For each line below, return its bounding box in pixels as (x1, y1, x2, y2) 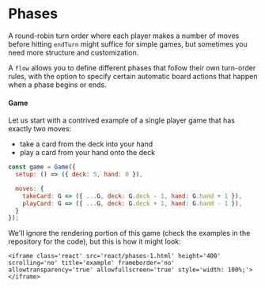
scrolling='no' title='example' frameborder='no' (8, 259, 176, 267)
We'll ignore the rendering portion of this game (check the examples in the (8, 229, 251, 238)
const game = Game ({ (8, 163, 77, 171)
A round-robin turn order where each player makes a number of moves (8, 31, 240, 40)
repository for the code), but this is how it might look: (8, 237, 181, 246)
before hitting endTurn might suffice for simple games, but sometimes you (8, 39, 248, 48)
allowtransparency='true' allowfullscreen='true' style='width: (8, 266, 225, 274)
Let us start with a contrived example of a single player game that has (8, 116, 236, 125)
